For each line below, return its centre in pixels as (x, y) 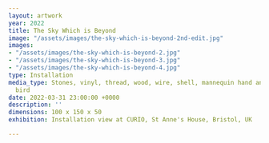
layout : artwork (35, 16)
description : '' (35, 105)
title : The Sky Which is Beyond (62, 30)
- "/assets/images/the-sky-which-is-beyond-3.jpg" (94, 61)
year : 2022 (26, 23)
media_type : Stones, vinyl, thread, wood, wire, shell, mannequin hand (130, 82)
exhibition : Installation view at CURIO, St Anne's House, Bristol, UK (130, 120)
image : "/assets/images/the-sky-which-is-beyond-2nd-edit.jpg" (116, 38)
